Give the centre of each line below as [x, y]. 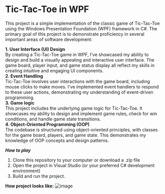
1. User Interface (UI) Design [35, 49]
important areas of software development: [49, 39]
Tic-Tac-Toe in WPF [47, 9]
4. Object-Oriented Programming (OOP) [47, 124]
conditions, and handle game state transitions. [53, 119]
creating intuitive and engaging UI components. [55, 70]
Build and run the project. [39, 176]
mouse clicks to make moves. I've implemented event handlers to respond [82, 86]
